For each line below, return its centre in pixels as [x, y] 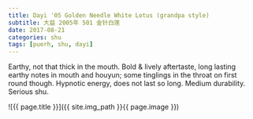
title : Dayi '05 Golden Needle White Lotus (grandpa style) [109, 15]
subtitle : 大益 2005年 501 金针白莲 [64, 23]
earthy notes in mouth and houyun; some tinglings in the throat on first [123, 75]
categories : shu [35, 37]
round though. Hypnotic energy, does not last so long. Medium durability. [127, 84]
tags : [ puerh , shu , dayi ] [50, 45]
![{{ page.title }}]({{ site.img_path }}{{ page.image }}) [94, 107]
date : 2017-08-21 [37, 30]
